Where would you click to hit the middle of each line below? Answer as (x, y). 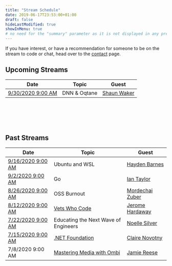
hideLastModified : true (31, 24)
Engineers (66, 226)
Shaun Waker (118, 93)
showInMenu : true (24, 29)
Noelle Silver (142, 223)
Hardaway (139, 211)
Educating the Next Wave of (87, 219)
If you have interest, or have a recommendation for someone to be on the (82, 48)
